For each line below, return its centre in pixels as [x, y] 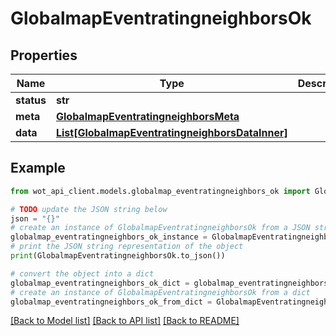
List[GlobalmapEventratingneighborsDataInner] [171, 132]
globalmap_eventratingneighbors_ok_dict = [100, 283]
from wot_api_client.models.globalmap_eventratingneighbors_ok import [160, 191]
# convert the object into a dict [82, 273]
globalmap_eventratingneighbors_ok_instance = [109, 237]
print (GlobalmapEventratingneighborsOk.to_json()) [118, 256]
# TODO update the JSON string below [89, 209]
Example [38, 168]
